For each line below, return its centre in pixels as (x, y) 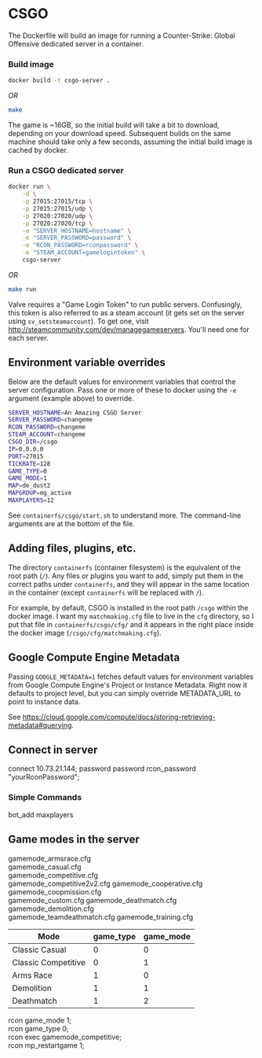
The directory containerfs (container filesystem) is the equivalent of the (124, 567)
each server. (28, 337)
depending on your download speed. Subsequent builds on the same (120, 133)
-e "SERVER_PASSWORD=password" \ (77, 238)
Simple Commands (45, 798)
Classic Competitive (49, 962)
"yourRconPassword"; (44, 777)
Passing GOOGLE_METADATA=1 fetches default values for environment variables (131, 676)
